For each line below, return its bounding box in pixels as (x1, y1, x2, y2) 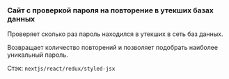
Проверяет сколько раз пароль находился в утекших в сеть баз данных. (7, 30, 224, 38)
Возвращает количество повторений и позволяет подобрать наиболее (7, 44, 218, 52)
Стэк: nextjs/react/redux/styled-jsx (7, 64, 116, 73)
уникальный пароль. (7, 51, 68, 59)
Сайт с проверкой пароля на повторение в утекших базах (7, 6, 214, 15)
